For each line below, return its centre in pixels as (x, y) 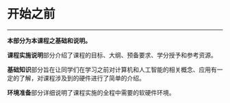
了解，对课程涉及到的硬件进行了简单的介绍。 (82, 78)
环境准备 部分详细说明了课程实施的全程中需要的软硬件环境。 (91, 92)
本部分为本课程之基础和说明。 (49, 40)
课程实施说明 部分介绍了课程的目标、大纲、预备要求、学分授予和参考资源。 (112, 55)
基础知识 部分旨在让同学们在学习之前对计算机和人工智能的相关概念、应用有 (112, 70)
